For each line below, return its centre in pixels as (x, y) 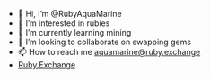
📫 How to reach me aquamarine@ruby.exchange (109, 52)
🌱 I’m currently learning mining (74, 32)
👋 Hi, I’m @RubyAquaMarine (70, 14)
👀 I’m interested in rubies (64, 23)
